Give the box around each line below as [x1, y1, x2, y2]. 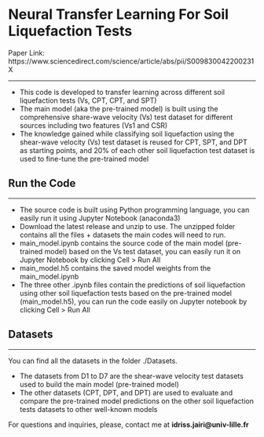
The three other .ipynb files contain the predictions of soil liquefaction [19, 280, 246, 290]
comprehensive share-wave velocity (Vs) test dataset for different [19, 112, 233, 122]
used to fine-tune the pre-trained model [19, 154, 149, 163]
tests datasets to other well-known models [19, 404, 158, 413]
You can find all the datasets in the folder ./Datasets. [8, 355, 178, 366]
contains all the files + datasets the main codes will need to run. [19, 230, 226, 239]
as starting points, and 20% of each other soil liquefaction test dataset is [19, 145, 255, 155]
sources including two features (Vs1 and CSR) [19, 120, 168, 130]
